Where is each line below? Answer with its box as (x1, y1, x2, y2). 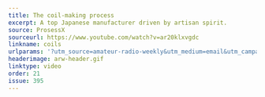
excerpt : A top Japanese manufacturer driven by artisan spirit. (8, 19, 227, 27)
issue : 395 (8, 77, 44, 84)
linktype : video (8, 63, 62, 70)
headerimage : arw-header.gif (8, 56, 104, 63)
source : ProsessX (8, 26, 65, 34)
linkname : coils (8, 41, 62, 48)
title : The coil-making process (8, 11, 114, 20)
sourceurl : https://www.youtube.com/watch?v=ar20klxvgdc (8, 33, 200, 41)
